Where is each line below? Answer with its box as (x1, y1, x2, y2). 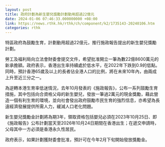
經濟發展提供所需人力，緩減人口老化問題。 (9, 104, 96, 110)
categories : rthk (5, 26, 41, 30)
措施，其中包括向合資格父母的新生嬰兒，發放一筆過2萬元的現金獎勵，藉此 (5, 91, 154, 97)
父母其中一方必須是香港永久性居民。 (5, 126, 79, 132)
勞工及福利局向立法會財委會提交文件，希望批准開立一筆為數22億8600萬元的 (5, 56, 159, 62)
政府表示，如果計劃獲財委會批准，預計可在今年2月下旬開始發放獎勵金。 (5, 137, 150, 143)
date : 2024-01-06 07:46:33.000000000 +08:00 (5, 16, 98, 21)
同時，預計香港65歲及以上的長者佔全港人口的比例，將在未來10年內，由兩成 (5, 68, 157, 74)
